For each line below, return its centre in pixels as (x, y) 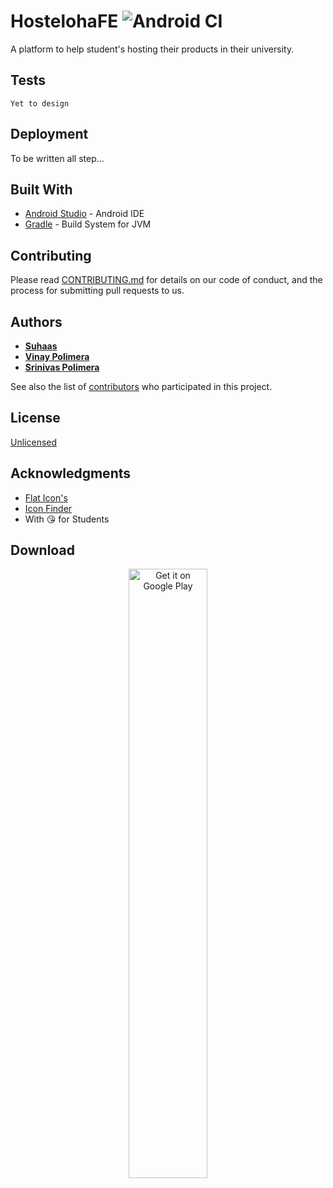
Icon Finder (48, 508)
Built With (41, 189)
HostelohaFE (64, 21)
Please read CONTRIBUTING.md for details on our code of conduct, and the (166, 280)
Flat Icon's (46, 497)
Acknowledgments (71, 473)
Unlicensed (34, 442)
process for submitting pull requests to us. (97, 291)
